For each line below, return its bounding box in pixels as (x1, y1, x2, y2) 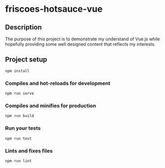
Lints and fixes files (5, 147, 53, 154)
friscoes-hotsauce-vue (5, 3, 103, 15)
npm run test (5, 136, 32, 141)
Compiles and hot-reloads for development (5, 80, 111, 86)
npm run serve (5, 91, 34, 96)
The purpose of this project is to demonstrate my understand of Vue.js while (5, 36, 160, 42)
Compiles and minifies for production (5, 102, 96, 109)
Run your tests (5, 125, 41, 132)
